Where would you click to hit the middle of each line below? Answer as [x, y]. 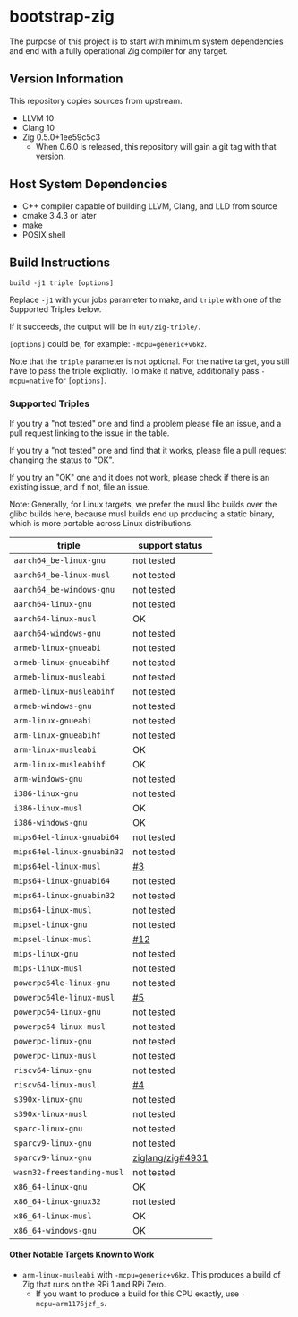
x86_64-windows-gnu [55, 1230]
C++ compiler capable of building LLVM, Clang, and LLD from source [149, 206]
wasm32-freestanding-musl [69, 1172]
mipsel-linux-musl [53, 939]
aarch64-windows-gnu [57, 633]
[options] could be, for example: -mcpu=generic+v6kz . [108, 344]
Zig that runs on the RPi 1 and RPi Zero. [94, 1284]
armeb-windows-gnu [53, 706]
